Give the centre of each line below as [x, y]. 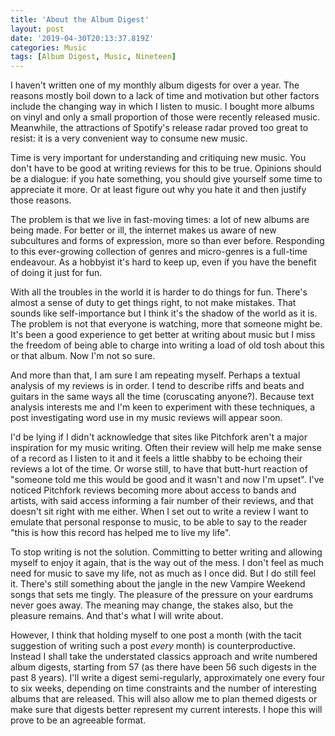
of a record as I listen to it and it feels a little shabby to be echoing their [156, 458]
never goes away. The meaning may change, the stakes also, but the [152, 605]
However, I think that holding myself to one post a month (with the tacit [156, 635]
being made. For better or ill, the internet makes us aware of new [143, 230]
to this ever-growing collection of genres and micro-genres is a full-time [159, 252]
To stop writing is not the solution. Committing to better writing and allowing [166, 552]
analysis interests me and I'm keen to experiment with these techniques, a [163, 407]
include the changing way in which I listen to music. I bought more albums [162, 107]
